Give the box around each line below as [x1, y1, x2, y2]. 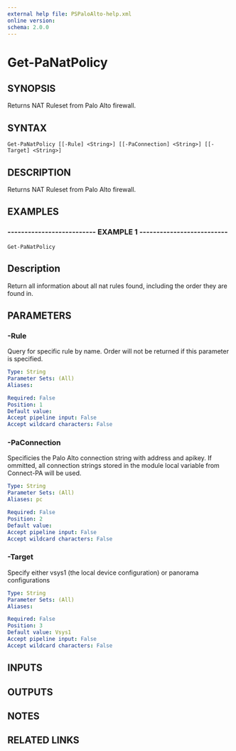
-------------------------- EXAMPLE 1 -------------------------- [7, 227, 228, 237]
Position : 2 [7, 515, 43, 523]
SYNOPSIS [7, 82, 56, 95]
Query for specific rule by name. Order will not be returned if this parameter [7, 347, 230, 356]
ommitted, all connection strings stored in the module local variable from [7, 462, 220, 470]
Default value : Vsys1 [7, 629, 72, 637]
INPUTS [7, 662, 43, 674]
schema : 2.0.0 [7, 23, 50, 31]
